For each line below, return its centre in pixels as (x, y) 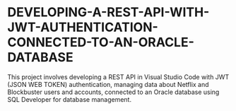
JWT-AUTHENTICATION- (83, 27)
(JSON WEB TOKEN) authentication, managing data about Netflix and (108, 84)
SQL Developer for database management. (70, 99)
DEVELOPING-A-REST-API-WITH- (108, 12)
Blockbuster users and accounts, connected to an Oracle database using (113, 92)
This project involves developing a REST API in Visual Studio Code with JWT (118, 77)
